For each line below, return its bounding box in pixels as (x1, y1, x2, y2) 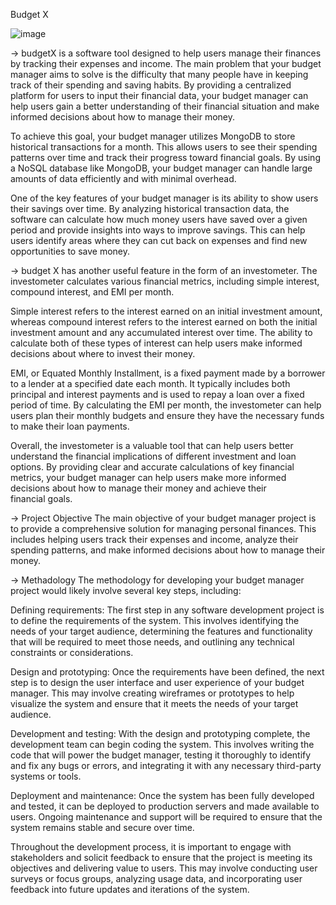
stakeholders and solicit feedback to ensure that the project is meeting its (10, 852, 313, 863)
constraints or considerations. (10, 647, 134, 658)
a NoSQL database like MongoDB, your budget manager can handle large (10, 162, 313, 174)
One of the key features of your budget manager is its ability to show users (10, 192, 319, 204)
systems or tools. (10, 770, 82, 782)
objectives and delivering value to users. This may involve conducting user (10, 862, 318, 874)
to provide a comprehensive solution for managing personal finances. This (10, 523, 317, 534)
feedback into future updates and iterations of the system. (10, 884, 250, 895)
